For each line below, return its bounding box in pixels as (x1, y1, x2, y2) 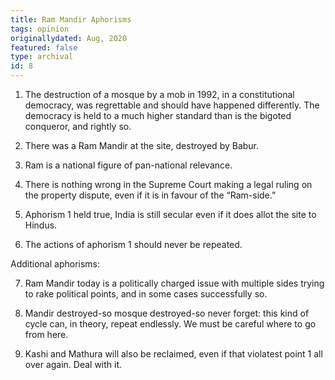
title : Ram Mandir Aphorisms (10, 14, 132, 25)
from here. (24, 329, 69, 340)
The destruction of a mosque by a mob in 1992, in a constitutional (24, 89, 295, 100)
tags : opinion (10, 24, 70, 34)
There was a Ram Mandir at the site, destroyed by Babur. (24, 140, 260, 151)
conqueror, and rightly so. (24, 121, 132, 132)
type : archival (10, 52, 74, 62)
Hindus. (24, 219, 58, 231)
